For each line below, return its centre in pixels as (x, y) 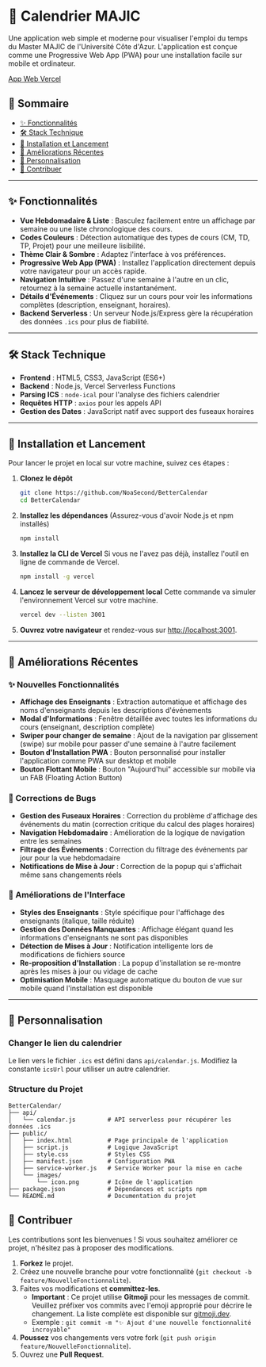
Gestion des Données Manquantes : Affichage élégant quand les (126, 929)
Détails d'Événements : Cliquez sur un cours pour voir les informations (136, 296)
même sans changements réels (71, 875)
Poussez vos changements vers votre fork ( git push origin (118, 1337)
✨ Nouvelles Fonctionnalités (64, 684)
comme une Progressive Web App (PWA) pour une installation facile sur (125, 55)
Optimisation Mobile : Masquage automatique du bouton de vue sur (131, 979)
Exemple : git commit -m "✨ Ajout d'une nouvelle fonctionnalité (141, 1322)
